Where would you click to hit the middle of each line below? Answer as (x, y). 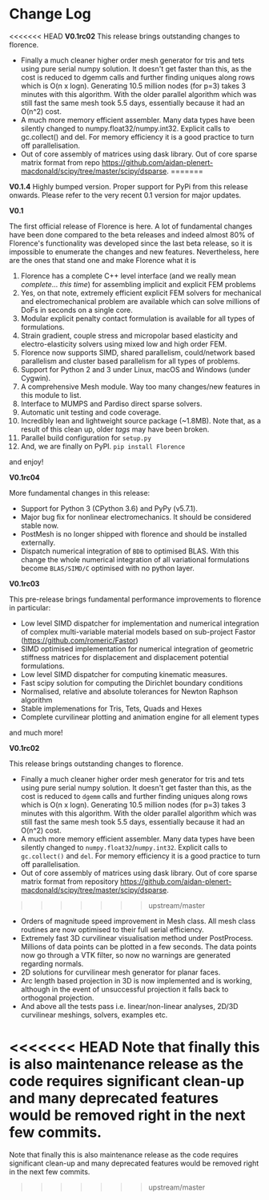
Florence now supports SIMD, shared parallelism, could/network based (138, 352)
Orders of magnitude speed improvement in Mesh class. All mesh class (138, 921)
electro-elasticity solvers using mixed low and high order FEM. (124, 344)
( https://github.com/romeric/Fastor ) (79, 640)
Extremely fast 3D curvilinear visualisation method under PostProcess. (137, 938)
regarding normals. (52, 963)
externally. (38, 542)
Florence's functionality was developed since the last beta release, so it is (131, 243)
